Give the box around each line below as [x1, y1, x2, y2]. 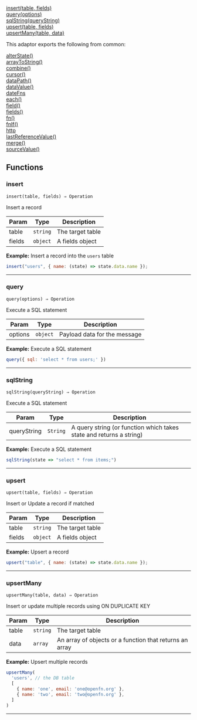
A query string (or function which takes [71, 423, 179, 432]
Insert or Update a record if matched [6, 500, 95, 507]
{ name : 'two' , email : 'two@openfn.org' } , [16, 691, 125, 697]
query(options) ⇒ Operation [6, 296, 75, 302]
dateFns [6, 90, 26, 96]
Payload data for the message [59, 330, 142, 338]
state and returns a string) [71, 431, 143, 439]
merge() [6, 140, 26, 146]
